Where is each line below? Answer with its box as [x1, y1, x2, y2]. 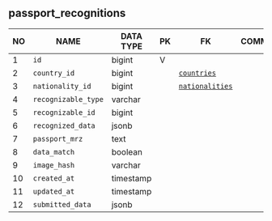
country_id [32, 68, 75, 78]
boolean [111, 146, 143, 157]
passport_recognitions [8, 6, 126, 20]
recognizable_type [32, 95, 104, 104]
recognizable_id [32, 108, 96, 117]
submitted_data [32, 200, 91, 209]
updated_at [32, 186, 75, 196]
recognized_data [32, 121, 96, 130]
